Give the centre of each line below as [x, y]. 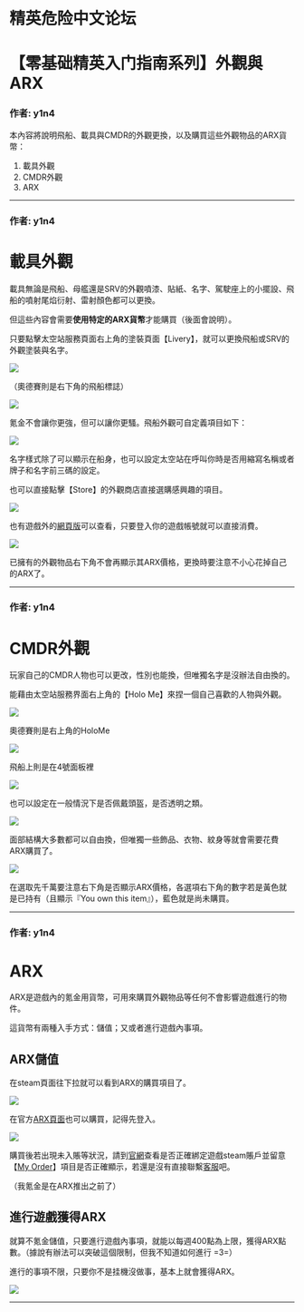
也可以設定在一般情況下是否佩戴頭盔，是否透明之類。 [109, 803]
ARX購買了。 [33, 851]
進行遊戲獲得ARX [58, 1217]
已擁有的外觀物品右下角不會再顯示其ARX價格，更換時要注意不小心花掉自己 [148, 562]
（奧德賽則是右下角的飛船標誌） [69, 386]
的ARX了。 [29, 573]
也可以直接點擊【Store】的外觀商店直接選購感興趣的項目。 [119, 489]
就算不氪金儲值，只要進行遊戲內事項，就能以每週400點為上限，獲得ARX [144, 1240]
